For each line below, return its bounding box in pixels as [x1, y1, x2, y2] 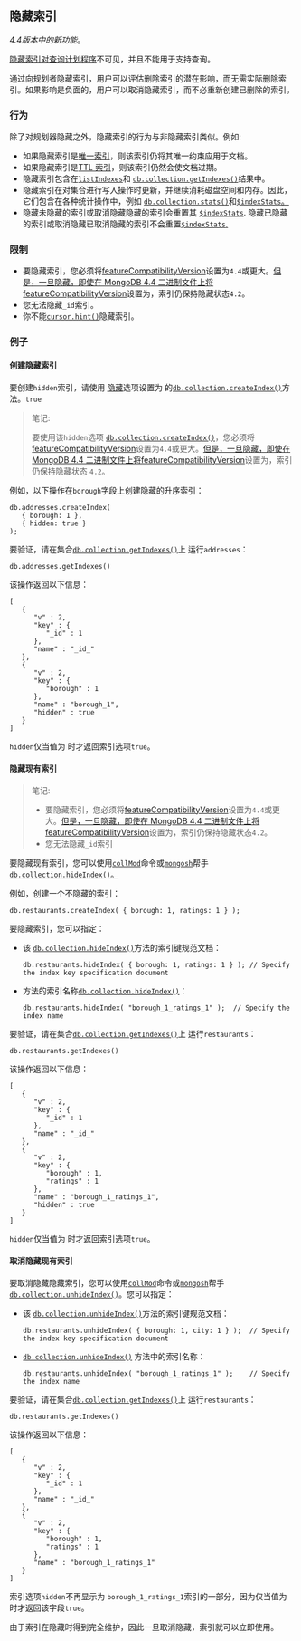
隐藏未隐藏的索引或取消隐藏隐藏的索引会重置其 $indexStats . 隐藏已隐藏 [22, 207, 288, 218]
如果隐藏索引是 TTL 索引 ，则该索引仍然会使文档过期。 [22, 162, 222, 173]
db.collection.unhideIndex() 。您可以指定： [9, 1289, 174, 1300]
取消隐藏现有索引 [9, 1255, 73, 1266]
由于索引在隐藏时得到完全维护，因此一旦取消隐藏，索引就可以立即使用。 [9, 1621, 278, 1632]
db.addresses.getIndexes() [9, 561, 111, 571]
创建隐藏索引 [9, 360, 57, 370]
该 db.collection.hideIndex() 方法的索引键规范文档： [22, 942, 221, 953]
